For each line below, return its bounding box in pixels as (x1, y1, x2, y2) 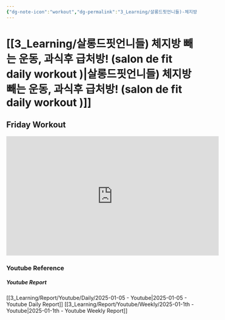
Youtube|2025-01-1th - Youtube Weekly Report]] (6, 307, 128, 314)
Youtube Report (6, 279, 47, 286)
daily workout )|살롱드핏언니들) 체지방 (6, 67, 192, 81)
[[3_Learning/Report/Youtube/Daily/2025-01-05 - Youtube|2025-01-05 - (6, 294, 187, 301)
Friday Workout (6, 119, 66, 130)
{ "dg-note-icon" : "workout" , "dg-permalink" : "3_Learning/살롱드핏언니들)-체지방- (6, 8, 200, 15)
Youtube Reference (6, 264, 65, 272)
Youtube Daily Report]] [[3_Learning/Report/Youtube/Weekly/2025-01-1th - (6, 301, 194, 308)
